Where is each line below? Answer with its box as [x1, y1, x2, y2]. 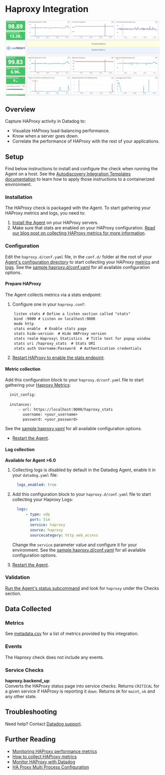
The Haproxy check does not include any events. [5, 654, 105, 660]
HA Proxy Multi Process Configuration [12, 764, 89, 770]
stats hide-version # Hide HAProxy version [14, 331, 107, 336]
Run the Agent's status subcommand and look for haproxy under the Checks [5, 585, 160, 591]
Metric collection [5, 366, 41, 372]
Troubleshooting [5, 708, 57, 716]
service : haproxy [30, 522, 65, 527]
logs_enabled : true [17, 482, 57, 487]
